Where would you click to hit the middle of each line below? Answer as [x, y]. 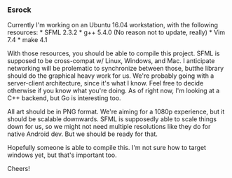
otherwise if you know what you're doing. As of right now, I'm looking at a [114, 91]
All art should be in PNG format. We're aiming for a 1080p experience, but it [116, 112]
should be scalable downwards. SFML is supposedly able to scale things [112, 119]
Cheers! [19, 169]
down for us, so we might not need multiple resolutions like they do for [109, 127]
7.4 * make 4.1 [27, 40]
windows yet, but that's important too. [62, 155]
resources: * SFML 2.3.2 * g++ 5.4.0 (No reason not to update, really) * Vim [116, 32]
